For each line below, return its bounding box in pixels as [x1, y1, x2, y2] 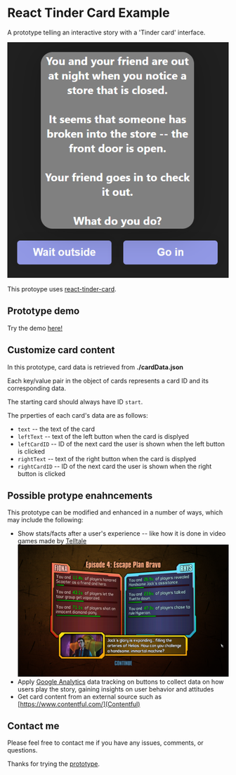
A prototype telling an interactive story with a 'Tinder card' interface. [7, 28, 206, 37]
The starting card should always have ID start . [7, 397, 143, 406]
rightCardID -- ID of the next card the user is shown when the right [17, 462, 212, 470]
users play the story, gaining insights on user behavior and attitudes [17, 684, 214, 693]
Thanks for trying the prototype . [7, 760, 100, 768]
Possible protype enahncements [7, 490, 153, 502]
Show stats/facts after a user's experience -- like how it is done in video [17, 529, 226, 538]
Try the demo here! [7, 324, 63, 332]
